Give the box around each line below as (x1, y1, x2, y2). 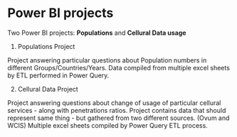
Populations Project (17, 42, 75, 50)
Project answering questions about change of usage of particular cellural (7, 98, 221, 107)
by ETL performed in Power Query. (7, 71, 110, 80)
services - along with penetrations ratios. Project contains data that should (7, 106, 226, 114)
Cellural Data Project (17, 84, 78, 93)
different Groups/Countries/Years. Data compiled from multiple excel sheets (7, 63, 230, 72)
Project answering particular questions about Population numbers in (7, 55, 207, 65)
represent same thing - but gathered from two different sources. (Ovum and (7, 114, 230, 122)
